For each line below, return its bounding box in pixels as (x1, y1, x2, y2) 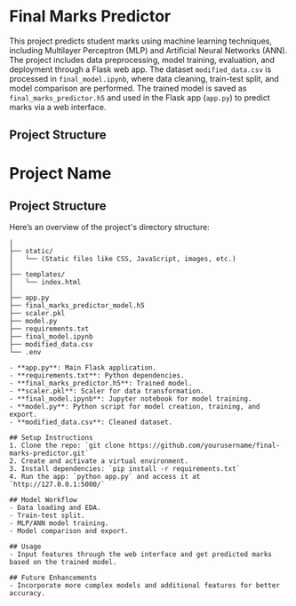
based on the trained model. (9, 558, 117, 567)
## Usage (9, 542, 42, 552)
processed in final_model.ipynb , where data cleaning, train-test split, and (9, 73, 280, 84)
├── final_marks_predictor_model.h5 (9, 301, 145, 310)
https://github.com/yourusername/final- (128, 442, 280, 451)
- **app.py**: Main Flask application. (9, 363, 157, 372)
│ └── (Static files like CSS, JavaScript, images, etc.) (9, 255, 237, 264)
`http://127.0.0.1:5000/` (9, 480, 105, 490)
